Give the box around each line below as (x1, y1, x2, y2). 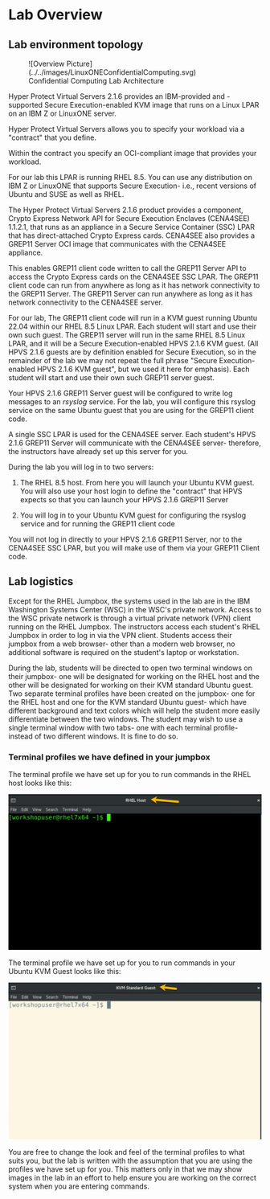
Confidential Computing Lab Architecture (28, 76, 165, 85)
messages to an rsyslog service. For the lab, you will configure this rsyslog (8, 397, 256, 407)
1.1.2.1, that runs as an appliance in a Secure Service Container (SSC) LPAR (8, 223, 256, 231)
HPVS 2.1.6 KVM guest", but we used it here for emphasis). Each (36, 364, 251, 374)
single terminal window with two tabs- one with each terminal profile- (8, 722, 239, 732)
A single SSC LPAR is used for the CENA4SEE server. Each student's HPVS (8, 430, 256, 439)
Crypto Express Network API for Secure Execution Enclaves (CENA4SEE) (8, 214, 251, 223)
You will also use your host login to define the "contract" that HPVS (19, 486, 243, 496)
